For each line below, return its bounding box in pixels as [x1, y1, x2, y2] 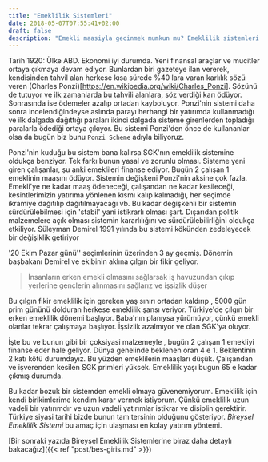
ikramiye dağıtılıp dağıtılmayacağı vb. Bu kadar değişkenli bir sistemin [8, 199, 238, 209]
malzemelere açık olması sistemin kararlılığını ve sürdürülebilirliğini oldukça [8, 216, 255, 225]
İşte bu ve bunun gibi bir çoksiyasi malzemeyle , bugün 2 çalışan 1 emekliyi [8, 337, 254, 347]
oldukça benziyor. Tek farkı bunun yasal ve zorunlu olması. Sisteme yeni [8, 157, 246, 166]
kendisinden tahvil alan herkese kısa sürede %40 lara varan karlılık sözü [8, 73, 246, 82]
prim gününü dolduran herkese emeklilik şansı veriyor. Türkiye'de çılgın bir [8, 305, 254, 314]
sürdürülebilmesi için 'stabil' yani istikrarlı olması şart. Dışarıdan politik [8, 207, 239, 217]
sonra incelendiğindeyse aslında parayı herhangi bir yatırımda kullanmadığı [8, 107, 254, 117]
